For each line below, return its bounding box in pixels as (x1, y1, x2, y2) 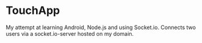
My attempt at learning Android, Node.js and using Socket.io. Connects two (6, 24, 196, 31)
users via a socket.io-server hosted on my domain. (6, 30, 134, 37)
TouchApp (6, 4, 61, 18)
